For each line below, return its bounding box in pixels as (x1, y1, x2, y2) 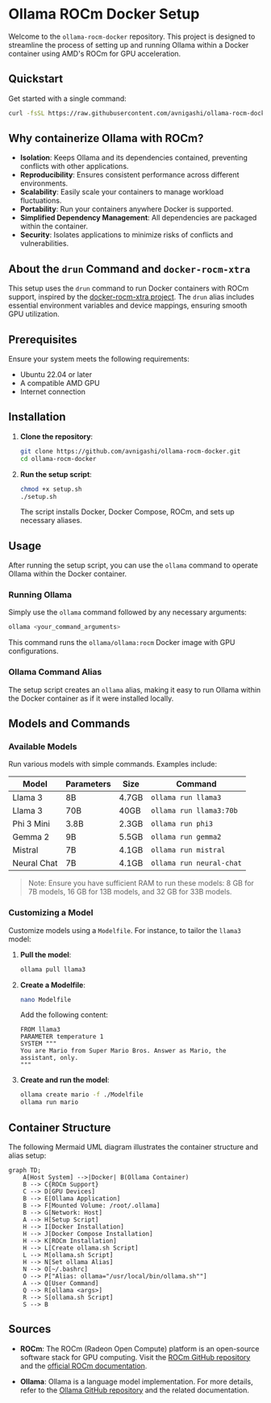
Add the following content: (19, 1010, 109, 1020)
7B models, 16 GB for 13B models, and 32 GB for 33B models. (27, 887, 232, 897)
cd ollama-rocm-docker (19, 454, 97, 463)
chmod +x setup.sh (19, 485, 82, 493)
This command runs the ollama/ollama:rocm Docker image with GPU (8, 638, 236, 647)
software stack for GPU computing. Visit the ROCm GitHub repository (19, 1352, 251, 1362)
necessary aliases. (19, 516, 82, 526)
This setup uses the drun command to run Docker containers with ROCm (8, 283, 249, 293)
